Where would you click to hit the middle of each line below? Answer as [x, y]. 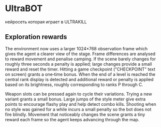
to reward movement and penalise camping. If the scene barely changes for [80, 59]
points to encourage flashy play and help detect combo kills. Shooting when [80, 104]
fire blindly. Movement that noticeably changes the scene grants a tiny [75, 114]
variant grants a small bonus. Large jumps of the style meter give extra [75, 99]
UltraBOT [24, 8]
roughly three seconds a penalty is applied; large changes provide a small [79, 64]
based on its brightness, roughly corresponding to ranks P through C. [74, 85]
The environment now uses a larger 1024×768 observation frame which [76, 48]
